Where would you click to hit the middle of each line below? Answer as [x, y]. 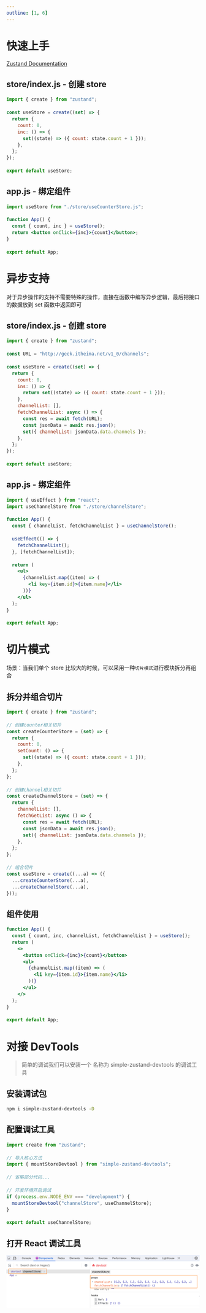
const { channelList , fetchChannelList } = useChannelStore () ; [94, 526]
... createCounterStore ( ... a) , [50, 880]
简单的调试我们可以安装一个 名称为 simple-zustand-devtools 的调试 [106, 1065]
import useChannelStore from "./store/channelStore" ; [77, 507]
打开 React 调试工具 [44, 1243]
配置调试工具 [31, 1130]
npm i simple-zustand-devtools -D [51, 1109]
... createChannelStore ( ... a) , [50, 887]
